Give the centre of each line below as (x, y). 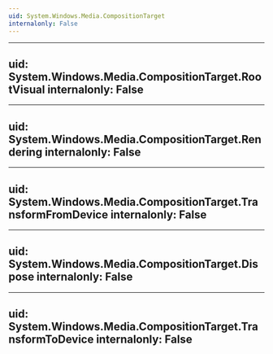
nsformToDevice (51, 340)
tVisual (27, 89)
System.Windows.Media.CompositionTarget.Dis (133, 264)
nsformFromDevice (58, 214)
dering (26, 152)
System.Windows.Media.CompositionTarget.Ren (135, 139)
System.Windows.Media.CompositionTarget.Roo (135, 77)
